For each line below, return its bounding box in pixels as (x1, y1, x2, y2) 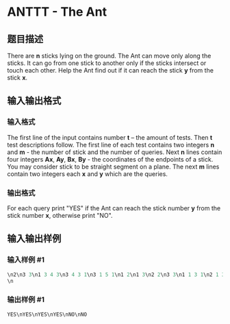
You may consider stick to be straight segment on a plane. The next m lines (7, 162, 220, 171)
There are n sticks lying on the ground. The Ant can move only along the (7, 52, 212, 60)
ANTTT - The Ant (7, 4, 107, 20)
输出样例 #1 (7, 295, 44, 305)
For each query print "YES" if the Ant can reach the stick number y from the (7, 203, 221, 212)
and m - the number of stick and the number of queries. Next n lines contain (7, 148, 222, 156)
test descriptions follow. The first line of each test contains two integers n (7, 140, 214, 149)
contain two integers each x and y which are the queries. (7, 169, 168, 178)
